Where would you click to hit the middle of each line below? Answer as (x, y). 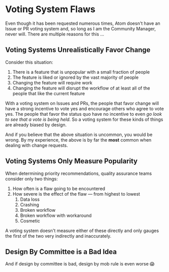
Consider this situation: (29, 62)
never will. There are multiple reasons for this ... (55, 34)
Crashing (30, 205)
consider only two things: (32, 178)
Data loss (30, 199)
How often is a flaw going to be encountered (59, 189)
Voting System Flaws (50, 9)
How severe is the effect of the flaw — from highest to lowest (76, 194)
